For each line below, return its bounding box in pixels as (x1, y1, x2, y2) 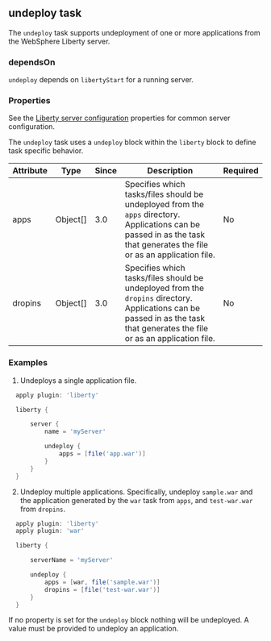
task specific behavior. (8, 146, 84, 156)
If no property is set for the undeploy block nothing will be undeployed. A (8, 615, 249, 625)
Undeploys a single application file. (19, 375, 137, 385)
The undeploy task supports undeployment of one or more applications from (8, 27, 261, 37)
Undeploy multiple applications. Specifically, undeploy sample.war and (19, 487, 253, 497)
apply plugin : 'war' (15, 527, 85, 535)
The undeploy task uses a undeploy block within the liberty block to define (8, 137, 256, 148)
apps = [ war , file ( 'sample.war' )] (44, 578, 161, 586)
